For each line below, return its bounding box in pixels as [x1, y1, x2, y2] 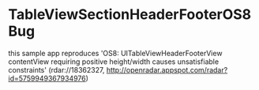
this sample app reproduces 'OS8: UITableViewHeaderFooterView [8, 48, 223, 58]
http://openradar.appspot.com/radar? [106, 65, 228, 74]
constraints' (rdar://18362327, [8, 65, 105, 74]
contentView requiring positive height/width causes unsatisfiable [8, 57, 220, 66]
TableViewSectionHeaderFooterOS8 [8, 6, 252, 24]
